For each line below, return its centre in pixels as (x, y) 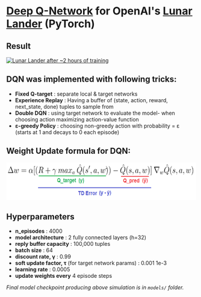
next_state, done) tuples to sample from (64, 106)
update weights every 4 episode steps (63, 276)
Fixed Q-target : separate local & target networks (76, 94)
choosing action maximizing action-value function (77, 119)
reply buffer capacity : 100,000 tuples (63, 244)
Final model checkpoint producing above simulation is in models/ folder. (95, 287)
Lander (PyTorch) (51, 24)
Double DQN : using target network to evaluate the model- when (95, 113)
